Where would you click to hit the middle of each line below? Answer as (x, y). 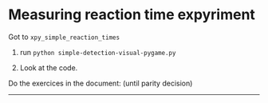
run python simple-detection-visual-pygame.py (98, 52)
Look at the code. (49, 67)
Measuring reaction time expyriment (132, 15)
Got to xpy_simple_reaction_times (64, 37)
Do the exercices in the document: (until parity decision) (100, 83)
